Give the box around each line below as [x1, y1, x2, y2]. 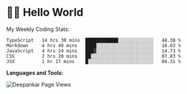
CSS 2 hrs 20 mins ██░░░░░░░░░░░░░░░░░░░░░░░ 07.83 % [6, 53, 182, 59]
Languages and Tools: [6, 69, 64, 76]
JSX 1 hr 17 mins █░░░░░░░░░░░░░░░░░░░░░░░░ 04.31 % [6, 58, 182, 64]
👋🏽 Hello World [6, 5, 83, 19]
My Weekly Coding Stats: [6, 25, 70, 33]
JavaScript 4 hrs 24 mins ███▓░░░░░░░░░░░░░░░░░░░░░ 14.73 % [6, 48, 182, 54]
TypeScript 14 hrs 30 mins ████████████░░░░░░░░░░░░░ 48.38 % [6, 37, 182, 43]
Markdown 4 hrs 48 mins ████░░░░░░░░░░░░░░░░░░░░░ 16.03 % [6, 42, 182, 49]
